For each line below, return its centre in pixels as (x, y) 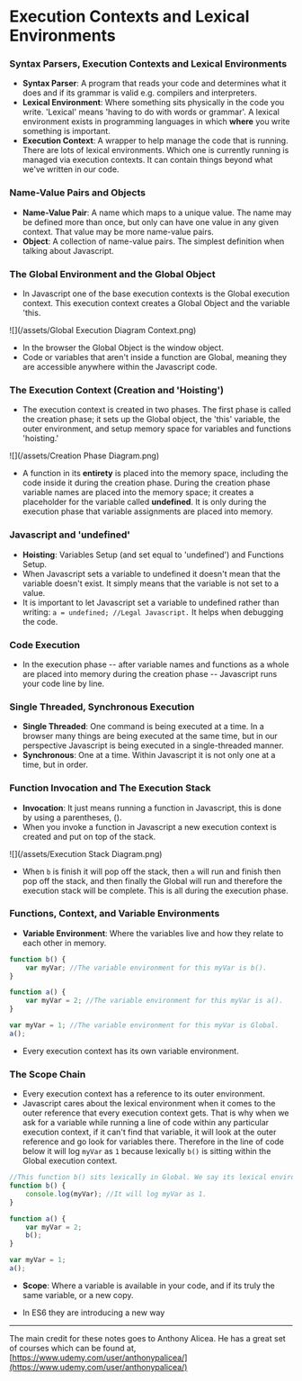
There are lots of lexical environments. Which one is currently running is (155, 150)
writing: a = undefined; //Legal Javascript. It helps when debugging (153, 612)
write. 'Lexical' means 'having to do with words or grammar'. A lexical (151, 112)
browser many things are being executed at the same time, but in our (150, 736)
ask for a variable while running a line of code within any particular (146, 1123)
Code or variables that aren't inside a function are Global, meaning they (155, 357)
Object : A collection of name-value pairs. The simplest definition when (153, 241)
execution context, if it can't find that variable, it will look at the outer (149, 1133)
